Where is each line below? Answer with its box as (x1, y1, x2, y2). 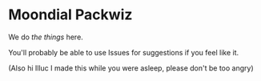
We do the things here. (8, 32, 84, 42)
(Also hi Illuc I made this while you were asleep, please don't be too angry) (8, 63, 254, 73)
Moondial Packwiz (8, 6, 133, 24)
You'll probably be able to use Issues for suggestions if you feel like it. (8, 47, 239, 57)
